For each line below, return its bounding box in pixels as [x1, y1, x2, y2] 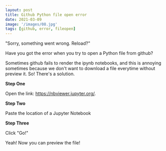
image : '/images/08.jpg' [5, 21, 58, 27]
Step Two [5, 100, 26, 107]
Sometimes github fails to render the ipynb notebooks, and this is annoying [5, 60, 161, 66]
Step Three [5, 120, 29, 126]
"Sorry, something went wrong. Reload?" [5, 40, 91, 46]
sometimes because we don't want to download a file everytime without [5, 66, 155, 72]
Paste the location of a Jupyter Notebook [5, 110, 91, 116]
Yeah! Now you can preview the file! [5, 140, 80, 146]
